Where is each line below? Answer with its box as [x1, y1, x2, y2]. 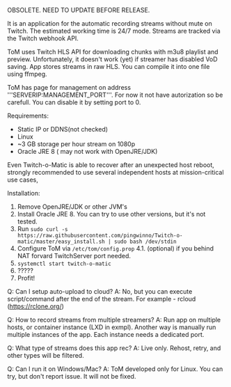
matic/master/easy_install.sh [17, 238, 106, 245]
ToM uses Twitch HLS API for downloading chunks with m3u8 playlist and [7, 48, 218, 56]
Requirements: [7, 111, 49, 120]
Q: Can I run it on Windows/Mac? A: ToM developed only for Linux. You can [7, 365, 223, 373]
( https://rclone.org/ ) [7, 302, 65, 310]
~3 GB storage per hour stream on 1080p [17, 140, 136, 148]
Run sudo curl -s [17, 225, 68, 232]
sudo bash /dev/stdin [113, 238, 177, 245]
